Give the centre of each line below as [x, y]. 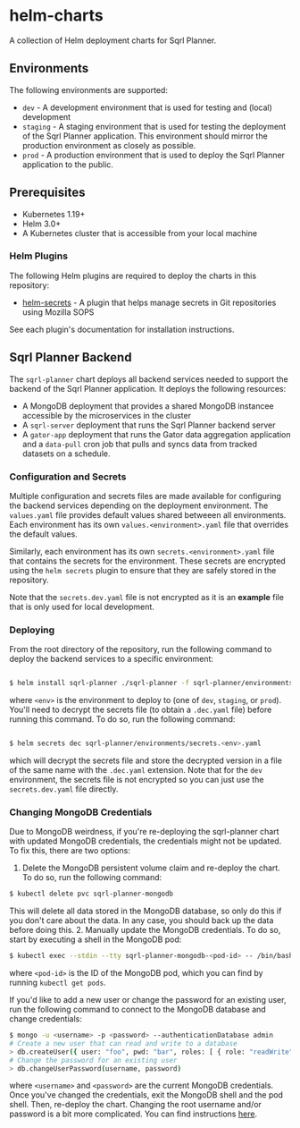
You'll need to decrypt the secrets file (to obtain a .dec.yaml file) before [141, 710]
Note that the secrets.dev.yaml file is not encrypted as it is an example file [146, 597]
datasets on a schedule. [66, 454]
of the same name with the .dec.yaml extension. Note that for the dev [136, 770]
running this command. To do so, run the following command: [122, 719]
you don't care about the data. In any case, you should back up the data [142, 920]
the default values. [43, 534]
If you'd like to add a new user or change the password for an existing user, [148, 1000]
